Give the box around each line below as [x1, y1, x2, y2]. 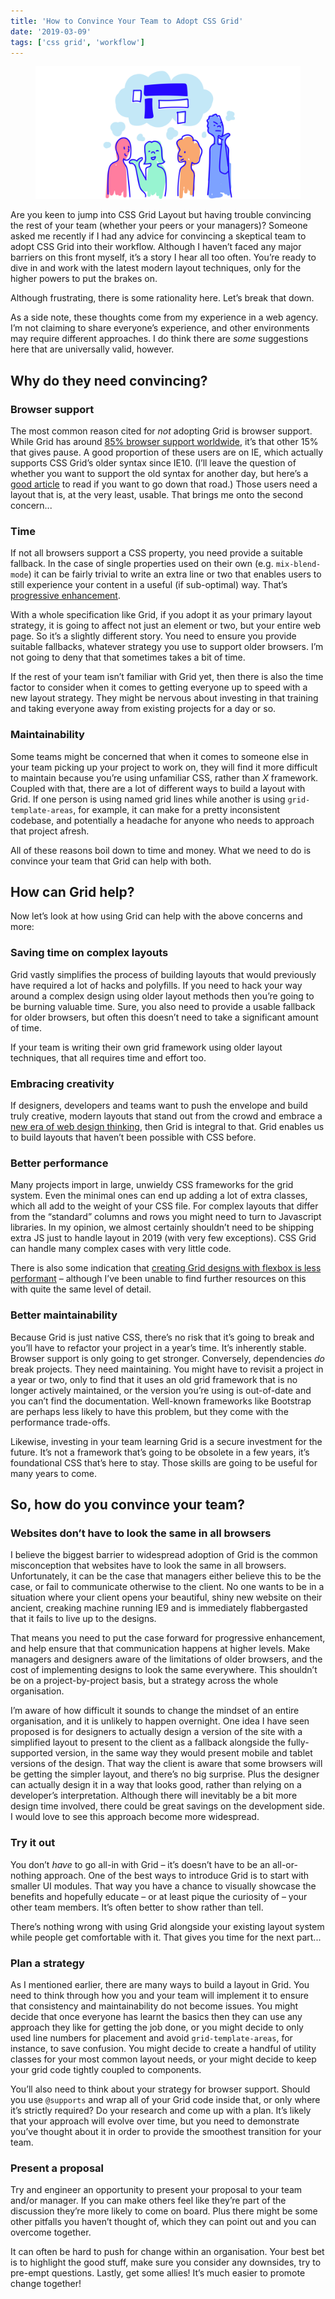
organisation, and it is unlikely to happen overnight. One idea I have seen [10, 1715, 310, 1727]
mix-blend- [275, 560, 322, 570]
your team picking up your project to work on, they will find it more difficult [10, 761, 318, 773]
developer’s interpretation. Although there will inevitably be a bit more [10, 1790, 298, 1802]
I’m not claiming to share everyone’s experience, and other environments [10, 322, 310, 334]
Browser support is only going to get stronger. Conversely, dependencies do [10, 1352, 325, 1364]
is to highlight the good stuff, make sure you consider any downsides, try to [10, 2256, 322, 2269]
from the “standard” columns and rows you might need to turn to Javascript [10, 1211, 322, 1223]
